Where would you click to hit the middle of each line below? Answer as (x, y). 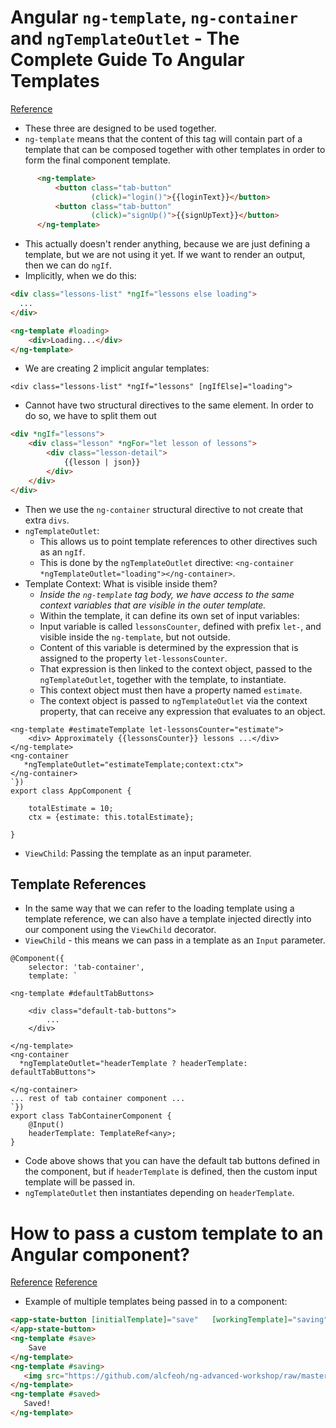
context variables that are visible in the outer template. (153, 605)
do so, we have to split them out (90, 416)
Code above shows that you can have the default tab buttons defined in (172, 1161)
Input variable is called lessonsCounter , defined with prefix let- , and (180, 626)
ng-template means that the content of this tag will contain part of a (163, 138)
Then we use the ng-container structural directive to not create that (164, 509)
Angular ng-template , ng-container (154, 17)
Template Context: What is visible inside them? (121, 583)
